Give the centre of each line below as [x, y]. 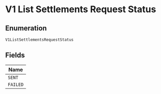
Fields [15, 55]
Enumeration [26, 28]
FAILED [16, 84]
